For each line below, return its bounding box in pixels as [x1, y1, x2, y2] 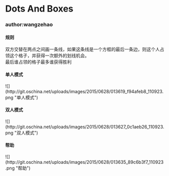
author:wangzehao [5, 21, 53, 28]
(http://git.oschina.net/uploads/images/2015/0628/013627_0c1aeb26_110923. [5, 124, 164, 130]
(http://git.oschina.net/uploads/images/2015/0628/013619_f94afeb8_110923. [5, 88, 164, 94]
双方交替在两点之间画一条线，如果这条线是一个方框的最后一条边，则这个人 [5, 46, 160, 52]
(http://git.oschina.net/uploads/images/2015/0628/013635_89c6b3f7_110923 [5, 159, 164, 165]
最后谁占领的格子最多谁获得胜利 [5, 59, 72, 65]
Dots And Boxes [5, 3, 74, 15]
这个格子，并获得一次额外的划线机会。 [9, 52, 89, 58]
